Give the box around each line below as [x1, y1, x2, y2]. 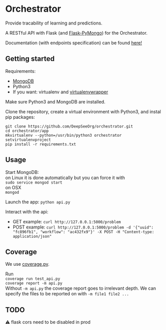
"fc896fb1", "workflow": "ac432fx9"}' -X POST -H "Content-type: [12, 229, 154, 235]
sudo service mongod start [5, 180, 63, 185]
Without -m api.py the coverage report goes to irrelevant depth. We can [5, 285, 156, 291]
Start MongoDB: [5, 169, 39, 175]
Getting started [5, 55, 55, 63]
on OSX [5, 184, 21, 190]
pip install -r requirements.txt [5, 141, 76, 147]
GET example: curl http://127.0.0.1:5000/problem [12, 218, 121, 224]
